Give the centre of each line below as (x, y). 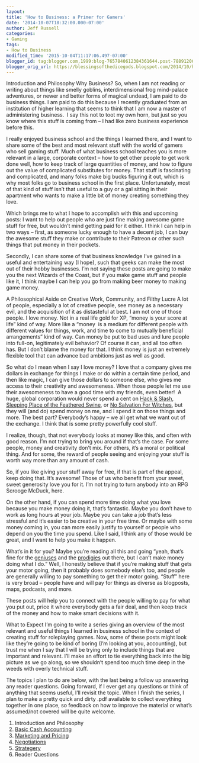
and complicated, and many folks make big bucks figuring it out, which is (95, 177)
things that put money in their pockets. (53, 245)
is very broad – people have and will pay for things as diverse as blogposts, (98, 583)
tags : (13, 45)
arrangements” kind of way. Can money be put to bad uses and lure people (98, 337)
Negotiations (30, 742)
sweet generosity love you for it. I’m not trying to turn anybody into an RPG (97, 484)
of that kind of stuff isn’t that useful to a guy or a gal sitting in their (87, 189)
